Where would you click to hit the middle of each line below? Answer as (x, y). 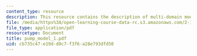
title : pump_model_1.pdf (36, 38)
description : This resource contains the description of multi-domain (94, 17)
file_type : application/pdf (40, 28)
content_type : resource (35, 11)
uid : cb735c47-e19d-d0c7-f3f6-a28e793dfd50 (60, 44)
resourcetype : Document (35, 33)
